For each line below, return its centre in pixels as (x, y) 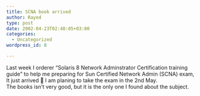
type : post (20, 23)
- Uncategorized (32, 40)
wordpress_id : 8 (26, 46)
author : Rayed (24, 17)
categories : (21, 34)
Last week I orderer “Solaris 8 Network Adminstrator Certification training (97, 67)
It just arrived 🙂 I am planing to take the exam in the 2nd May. (82, 80)
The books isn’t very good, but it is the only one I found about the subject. (98, 86)
